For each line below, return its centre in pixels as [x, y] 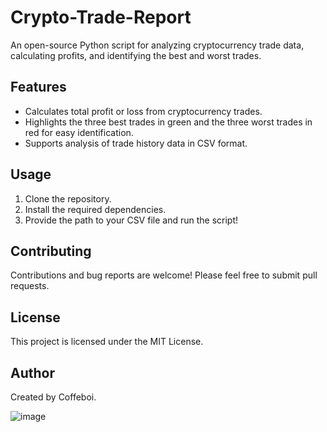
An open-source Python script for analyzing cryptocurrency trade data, [157, 45]
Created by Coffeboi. [53, 397]
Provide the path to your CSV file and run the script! [131, 220]
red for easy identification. [79, 132]
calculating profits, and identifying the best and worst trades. [136, 55]
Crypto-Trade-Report [101, 17]
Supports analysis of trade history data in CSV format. [136, 143]
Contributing [51, 251]
